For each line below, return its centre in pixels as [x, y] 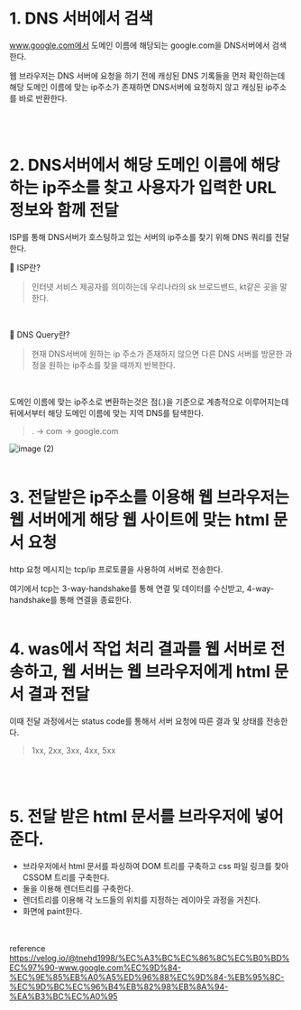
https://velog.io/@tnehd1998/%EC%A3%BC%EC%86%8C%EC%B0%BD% [150, 958]
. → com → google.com [75, 431]
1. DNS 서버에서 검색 [81, 19]
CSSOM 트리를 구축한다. [66, 877]
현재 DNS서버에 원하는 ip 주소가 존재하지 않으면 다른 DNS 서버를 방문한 [157, 354]
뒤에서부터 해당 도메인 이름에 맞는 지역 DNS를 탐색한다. [107, 412]
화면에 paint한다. [52, 911]
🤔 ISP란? [25, 267]
